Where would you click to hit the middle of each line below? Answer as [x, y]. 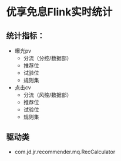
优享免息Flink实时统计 [59, 12]
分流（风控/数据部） [48, 95]
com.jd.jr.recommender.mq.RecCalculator [65, 152]
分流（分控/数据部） [48, 58]
